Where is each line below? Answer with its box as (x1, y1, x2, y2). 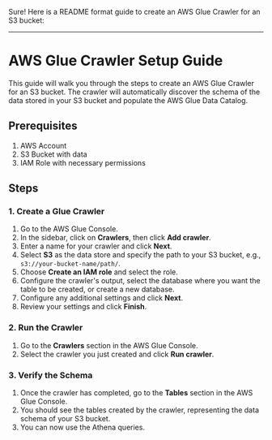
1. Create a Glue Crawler (8, 206, 105, 218)
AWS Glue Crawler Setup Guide (8, 52, 223, 70)
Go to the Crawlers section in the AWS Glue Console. (19, 340, 198, 350)
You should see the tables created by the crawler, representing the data (19, 405, 259, 415)
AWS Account (19, 140, 67, 150)
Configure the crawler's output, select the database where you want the (19, 276, 261, 286)
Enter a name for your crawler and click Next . (19, 241, 172, 251)
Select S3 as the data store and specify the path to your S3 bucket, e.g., (19, 250, 261, 260)
